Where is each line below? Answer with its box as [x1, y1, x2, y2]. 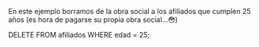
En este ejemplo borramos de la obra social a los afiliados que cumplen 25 [8, 7, 251, 16]
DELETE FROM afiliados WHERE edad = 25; [8, 31, 150, 39]
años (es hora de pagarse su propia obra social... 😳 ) [8, 15, 178, 24]
